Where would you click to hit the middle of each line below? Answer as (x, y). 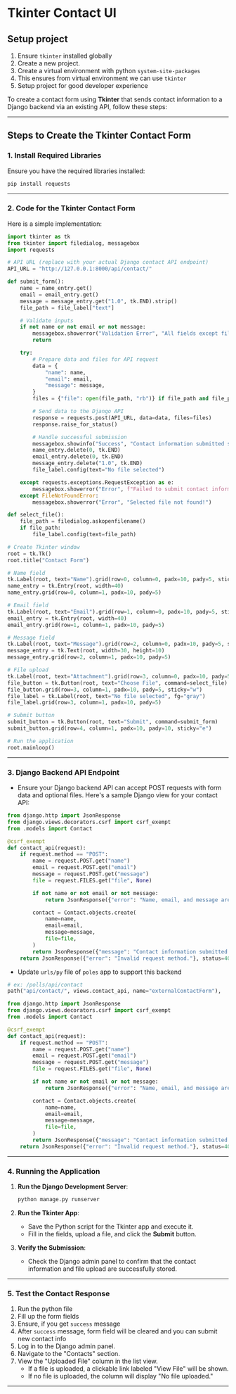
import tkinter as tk (39, 236)
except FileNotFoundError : (59, 495)
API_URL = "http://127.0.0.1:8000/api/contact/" (80, 269)
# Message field (31, 638)
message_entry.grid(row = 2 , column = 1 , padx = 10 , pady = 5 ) (89, 657)
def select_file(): (36, 515)
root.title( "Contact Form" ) (48, 560)
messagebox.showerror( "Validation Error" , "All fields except (125, 334)
